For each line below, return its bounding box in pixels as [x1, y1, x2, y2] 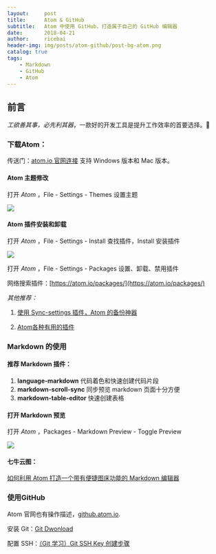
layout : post [7, 10, 57, 17]
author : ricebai [7, 36, 67, 43]
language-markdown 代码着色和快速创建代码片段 [17, 376, 160, 385]
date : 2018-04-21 [7, 29, 76, 36]
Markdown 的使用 [7, 341, 67, 351]
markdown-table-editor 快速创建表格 [17, 394, 125, 403]
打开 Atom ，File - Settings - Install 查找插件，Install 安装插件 [7, 237, 180, 245]
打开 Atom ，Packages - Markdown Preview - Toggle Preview [7, 427, 182, 436]
